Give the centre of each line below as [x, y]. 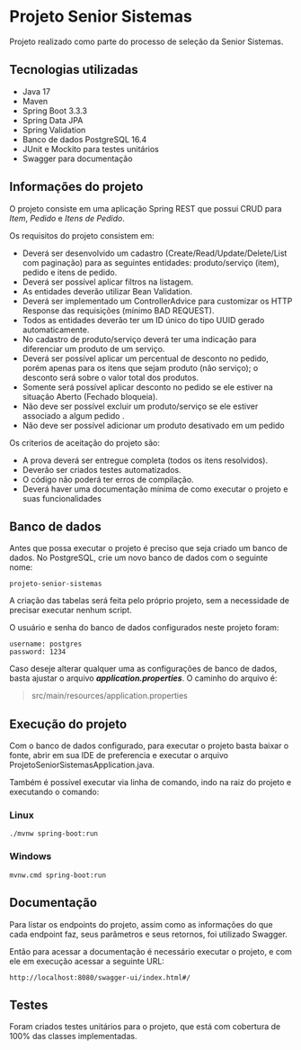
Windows [31, 856]
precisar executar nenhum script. [71, 611]
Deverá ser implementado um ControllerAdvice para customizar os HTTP [157, 301]
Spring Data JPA [53, 120]
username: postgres [46, 644]
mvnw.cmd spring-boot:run [58, 875]
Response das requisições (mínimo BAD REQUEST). [118, 310]
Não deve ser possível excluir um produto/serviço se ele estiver [140, 406]
